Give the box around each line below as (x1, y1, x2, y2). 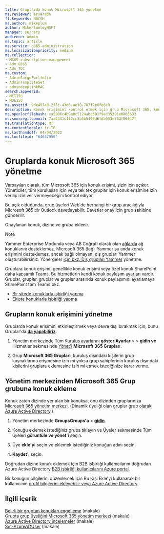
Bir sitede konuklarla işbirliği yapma (12, 291, 84, 297)
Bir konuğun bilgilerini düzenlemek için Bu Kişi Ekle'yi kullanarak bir (5, 475, 141, 481)
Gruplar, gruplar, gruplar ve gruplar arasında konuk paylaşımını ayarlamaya (5, 276, 155, 282)
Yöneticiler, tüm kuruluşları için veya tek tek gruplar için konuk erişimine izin (5, 187, 157, 193)
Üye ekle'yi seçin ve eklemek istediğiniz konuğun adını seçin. (12, 442, 136, 447)
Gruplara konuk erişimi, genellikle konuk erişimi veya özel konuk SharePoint (5, 266, 157, 272)
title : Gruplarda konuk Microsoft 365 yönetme (5, 7, 102, 12)
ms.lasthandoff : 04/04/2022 (5, 130, 62, 135)
